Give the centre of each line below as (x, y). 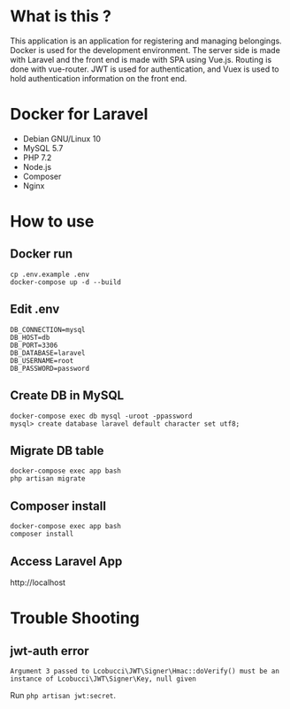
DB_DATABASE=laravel (48, 353)
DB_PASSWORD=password (50, 368)
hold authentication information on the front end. (99, 78)
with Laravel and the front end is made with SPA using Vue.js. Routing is (141, 59)
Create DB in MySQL (67, 396)
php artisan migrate (48, 479)
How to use (52, 222)
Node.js (37, 166)
